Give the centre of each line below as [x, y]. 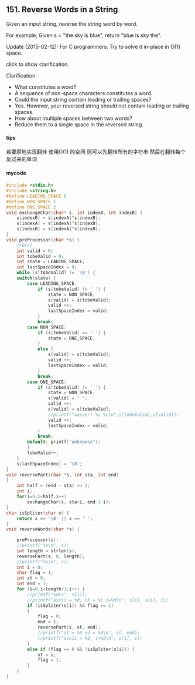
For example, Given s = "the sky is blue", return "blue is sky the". [84, 35]
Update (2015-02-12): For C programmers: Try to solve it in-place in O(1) [93, 46]
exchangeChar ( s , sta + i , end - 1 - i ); [69, 502]
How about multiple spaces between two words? [73, 118]
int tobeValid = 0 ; [40, 256]
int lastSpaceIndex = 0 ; [47, 267]
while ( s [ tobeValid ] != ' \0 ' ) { [56, 273]
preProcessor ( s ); [38, 540]
